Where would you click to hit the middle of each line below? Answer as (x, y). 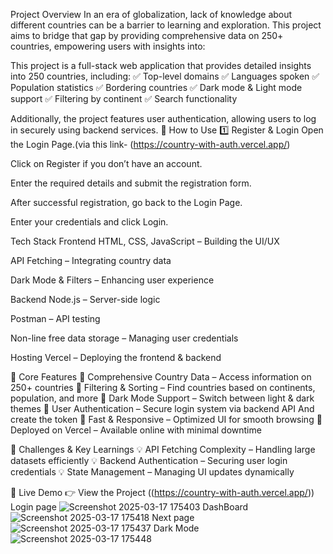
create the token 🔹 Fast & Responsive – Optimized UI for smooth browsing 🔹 (166, 419)
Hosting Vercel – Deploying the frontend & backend (116, 357)
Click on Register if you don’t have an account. (106, 163)
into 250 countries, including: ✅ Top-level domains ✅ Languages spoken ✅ (165, 76)
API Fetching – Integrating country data (91, 260)
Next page (173, 517)
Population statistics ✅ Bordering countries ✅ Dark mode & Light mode (156, 87)
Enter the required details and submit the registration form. (131, 183)
